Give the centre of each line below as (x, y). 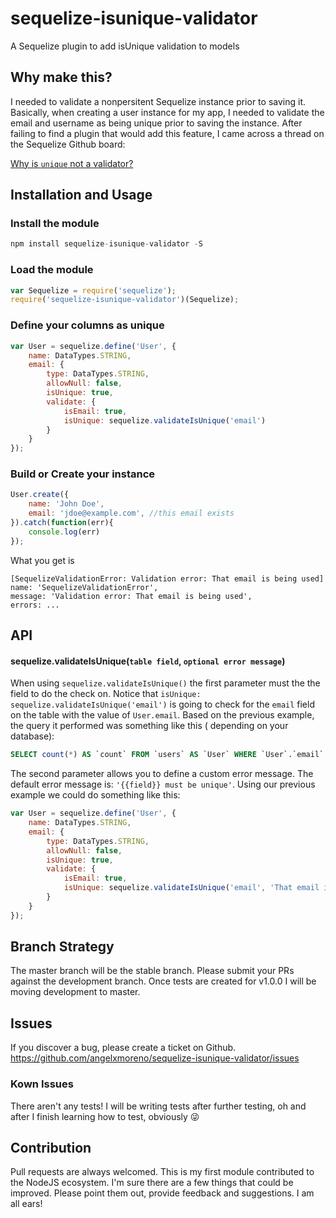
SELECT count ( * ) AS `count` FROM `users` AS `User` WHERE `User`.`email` (167, 755)
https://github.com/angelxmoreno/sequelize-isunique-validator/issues (155, 1058)
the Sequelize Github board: (68, 144)
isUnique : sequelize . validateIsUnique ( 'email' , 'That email (191, 888)
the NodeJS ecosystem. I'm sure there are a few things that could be (152, 1183)
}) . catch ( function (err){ (62, 523)
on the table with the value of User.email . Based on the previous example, (162, 715)
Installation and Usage (81, 195)
